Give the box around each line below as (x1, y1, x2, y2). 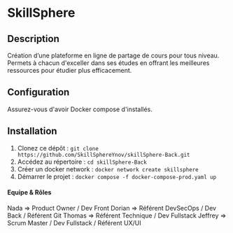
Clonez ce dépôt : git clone (17, 143, 99, 152)
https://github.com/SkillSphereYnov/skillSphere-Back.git (17, 151, 190, 158)
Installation (7, 125, 57, 137)
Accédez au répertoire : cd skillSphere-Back (17, 157, 147, 166)
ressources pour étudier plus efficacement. (7, 66, 132, 74)
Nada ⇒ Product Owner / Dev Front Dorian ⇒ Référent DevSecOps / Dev (7, 204, 217, 212)
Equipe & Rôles (7, 188, 52, 197)
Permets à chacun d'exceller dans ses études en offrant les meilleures (7, 59, 210, 67)
